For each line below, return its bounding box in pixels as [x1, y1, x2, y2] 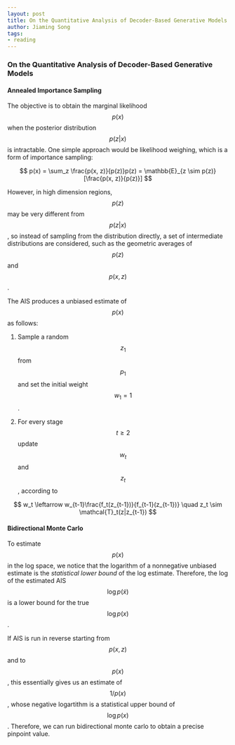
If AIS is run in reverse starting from [7, 634, 110, 643]
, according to [17, 487, 58, 495]
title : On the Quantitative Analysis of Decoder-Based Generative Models [7, 17, 228, 24]
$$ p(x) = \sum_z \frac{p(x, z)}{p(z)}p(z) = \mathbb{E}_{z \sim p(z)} [19, 167, 217, 175]
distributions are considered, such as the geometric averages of [7, 239, 193, 248]
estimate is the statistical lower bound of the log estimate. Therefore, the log [7, 569, 229, 577]
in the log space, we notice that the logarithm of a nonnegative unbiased [7, 561, 217, 570]
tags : [7, 30, 23, 37]
